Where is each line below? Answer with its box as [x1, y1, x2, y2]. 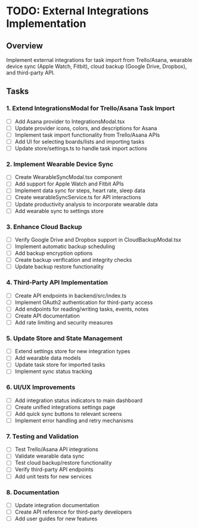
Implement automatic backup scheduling [14, 243, 115, 250]
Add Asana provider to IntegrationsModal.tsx [14, 118, 125, 125]
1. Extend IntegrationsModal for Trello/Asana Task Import [6, 104, 175, 113]
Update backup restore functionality [14, 263, 104, 270]
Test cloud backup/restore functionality [14, 459, 112, 467]
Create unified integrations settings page [14, 403, 116, 410]
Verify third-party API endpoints [14, 466, 94, 473]
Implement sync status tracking [14, 368, 92, 375]
